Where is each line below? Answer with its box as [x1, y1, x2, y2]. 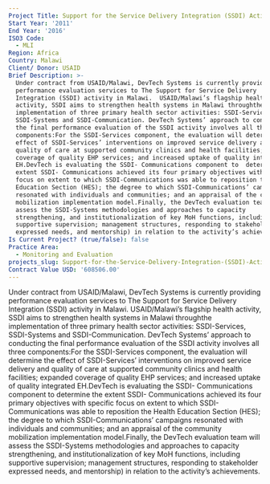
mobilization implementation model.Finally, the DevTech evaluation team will [8, 433, 260, 442]
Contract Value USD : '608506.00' [8, 266, 121, 274]
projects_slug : [8, 258, 59, 266]
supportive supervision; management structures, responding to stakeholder [8, 458, 259, 468]
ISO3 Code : [8, 34, 45, 43]
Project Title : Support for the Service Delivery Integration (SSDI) [8, 11, 247, 20]
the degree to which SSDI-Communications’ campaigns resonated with [8, 415, 243, 425]
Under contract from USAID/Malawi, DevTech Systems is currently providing [8, 287, 261, 297]
